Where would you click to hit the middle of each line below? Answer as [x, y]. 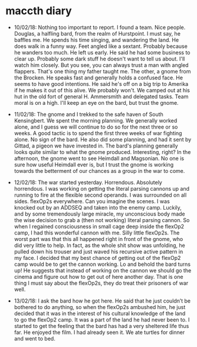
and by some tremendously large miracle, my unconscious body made [99, 214]
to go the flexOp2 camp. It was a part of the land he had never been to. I [102, 319]
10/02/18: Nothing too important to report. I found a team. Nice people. [100, 27]
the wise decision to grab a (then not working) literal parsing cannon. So [102, 220]
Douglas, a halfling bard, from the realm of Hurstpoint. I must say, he [97, 33]
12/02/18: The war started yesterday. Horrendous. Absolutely [88, 182]
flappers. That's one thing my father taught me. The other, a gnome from [102, 71]
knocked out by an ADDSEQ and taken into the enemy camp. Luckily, [98, 207]
